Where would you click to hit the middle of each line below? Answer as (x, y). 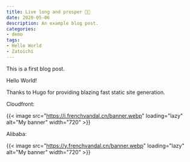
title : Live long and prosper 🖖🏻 (48, 12)
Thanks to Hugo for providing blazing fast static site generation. (86, 92)
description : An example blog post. (52, 23)
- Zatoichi (20, 52)
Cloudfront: (21, 104)
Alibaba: (17, 133)
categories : (21, 29)
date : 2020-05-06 (28, 18)
